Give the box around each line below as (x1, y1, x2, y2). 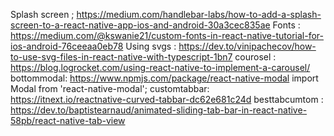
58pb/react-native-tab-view (10, 115, 126, 126)
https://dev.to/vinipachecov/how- (178, 40, 317, 52)
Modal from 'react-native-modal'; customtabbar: (10, 83, 210, 94)
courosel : (234, 51, 277, 63)
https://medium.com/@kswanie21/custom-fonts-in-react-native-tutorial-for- (10, 30, 324, 41)
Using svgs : (125, 40, 177, 52)
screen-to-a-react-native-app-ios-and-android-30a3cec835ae (10, 19, 271, 31)
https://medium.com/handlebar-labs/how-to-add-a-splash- (76, 9, 322, 20)
